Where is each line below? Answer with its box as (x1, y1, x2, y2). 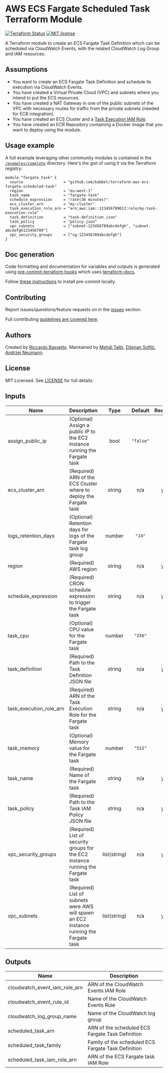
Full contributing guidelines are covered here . (5, 316, 99, 322)
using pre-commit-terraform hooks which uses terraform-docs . (5, 269, 136, 275)
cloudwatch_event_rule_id (7, 999, 69, 1006)
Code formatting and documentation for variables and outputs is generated (5, 263, 160, 269)
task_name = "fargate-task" (9, 192, 99, 198)
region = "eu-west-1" (9, 188, 93, 193)
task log (69, 545, 88, 552)
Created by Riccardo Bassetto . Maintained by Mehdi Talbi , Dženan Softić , (5, 344, 156, 350)
